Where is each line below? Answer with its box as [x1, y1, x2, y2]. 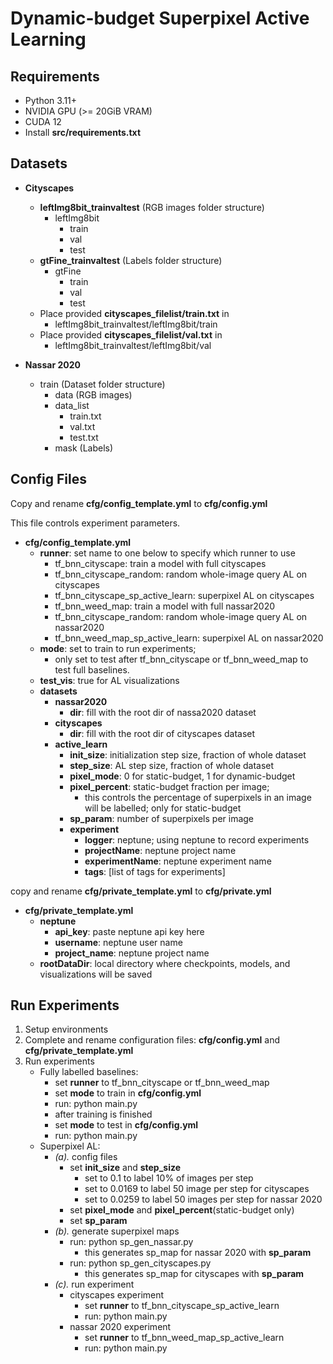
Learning [10, 28, 87, 51]
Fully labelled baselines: [39, 1066, 139, 1078]
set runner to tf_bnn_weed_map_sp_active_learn [84, 1332, 285, 1344]
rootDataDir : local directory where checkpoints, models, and [39, 957, 291, 969]
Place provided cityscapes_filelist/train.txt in [39, 307, 230, 319]
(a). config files [54, 1151, 118, 1163]
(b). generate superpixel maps [54, 1225, 180, 1237]
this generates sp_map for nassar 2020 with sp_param [84, 1247, 312, 1259]
